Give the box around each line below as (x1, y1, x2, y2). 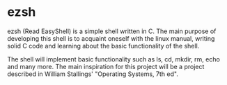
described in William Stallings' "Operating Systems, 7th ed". (7, 70, 179, 78)
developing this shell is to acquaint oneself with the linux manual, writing (7, 34, 215, 42)
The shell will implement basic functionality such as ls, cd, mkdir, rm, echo (7, 55, 221, 63)
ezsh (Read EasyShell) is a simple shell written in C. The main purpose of (7, 27, 217, 35)
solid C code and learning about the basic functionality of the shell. (7, 41, 200, 50)
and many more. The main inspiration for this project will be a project (7, 62, 205, 70)
